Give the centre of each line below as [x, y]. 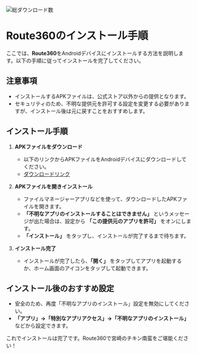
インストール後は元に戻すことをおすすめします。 [89, 111]
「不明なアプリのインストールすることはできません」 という [96, 214]
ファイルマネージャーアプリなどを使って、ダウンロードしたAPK [100, 199]
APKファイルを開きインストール [54, 186]
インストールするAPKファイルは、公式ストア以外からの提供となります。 [102, 96]
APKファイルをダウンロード [49, 147]
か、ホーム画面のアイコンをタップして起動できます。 [87, 268]
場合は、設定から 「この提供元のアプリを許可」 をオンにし [115, 221]
